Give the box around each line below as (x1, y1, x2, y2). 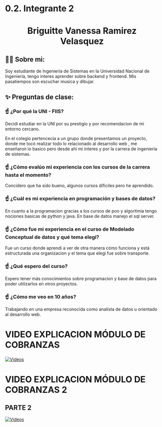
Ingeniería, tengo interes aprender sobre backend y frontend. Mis (5, 73, 137, 79)
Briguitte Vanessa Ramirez (27, 25, 137, 37)
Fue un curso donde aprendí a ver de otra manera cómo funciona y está (5, 245, 150, 251)
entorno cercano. (5, 126, 40, 132)
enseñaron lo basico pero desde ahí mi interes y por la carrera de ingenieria (5, 145, 158, 152)
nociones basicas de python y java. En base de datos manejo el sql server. (5, 213, 155, 219)
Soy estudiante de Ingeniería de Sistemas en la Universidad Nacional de (5, 68, 150, 74)
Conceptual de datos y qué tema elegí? (5, 234, 100, 240)
